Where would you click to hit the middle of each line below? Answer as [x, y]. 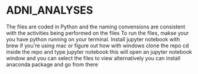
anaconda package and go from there [52, 64]
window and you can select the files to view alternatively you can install [93, 58]
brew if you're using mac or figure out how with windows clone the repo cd [98, 46]
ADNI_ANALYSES [50, 10]
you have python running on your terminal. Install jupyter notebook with [93, 39]
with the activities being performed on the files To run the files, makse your [98, 33]
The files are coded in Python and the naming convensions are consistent [96, 27]
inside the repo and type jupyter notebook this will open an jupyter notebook [99, 52]
